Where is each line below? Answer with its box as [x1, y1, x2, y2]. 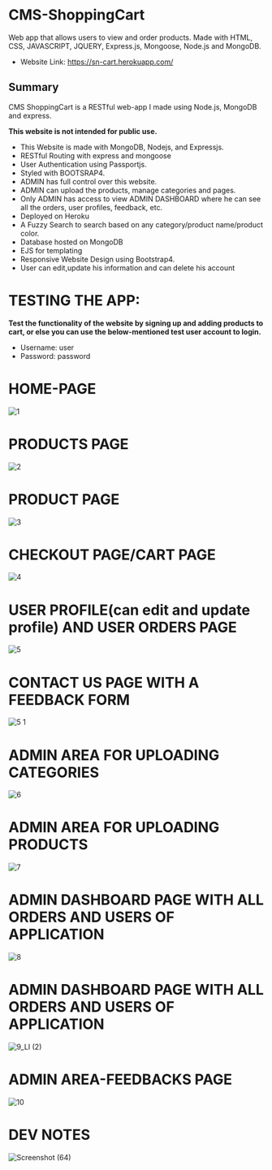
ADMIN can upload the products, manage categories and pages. [19, 185, 236, 195]
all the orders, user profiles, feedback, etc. [19, 202, 163, 212]
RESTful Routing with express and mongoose [19, 150, 172, 160]
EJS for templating [19, 245, 83, 255]
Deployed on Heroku [19, 211, 89, 221]
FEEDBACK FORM [8, 690, 130, 709]
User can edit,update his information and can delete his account [19, 262, 235, 273]
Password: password [19, 351, 91, 360]
